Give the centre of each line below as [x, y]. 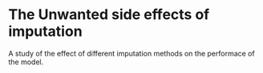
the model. [26, 62]
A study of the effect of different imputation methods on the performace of [131, 53]
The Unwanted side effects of [109, 15]
